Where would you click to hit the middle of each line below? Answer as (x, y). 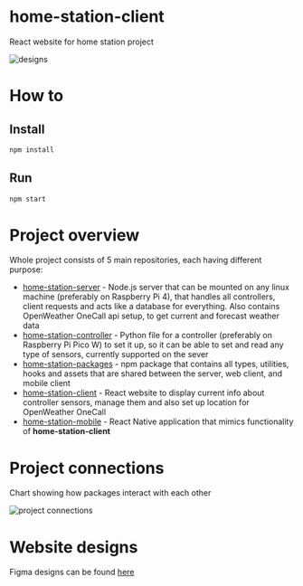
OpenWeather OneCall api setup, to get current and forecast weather (151, 316)
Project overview (75, 235)
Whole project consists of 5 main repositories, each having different (136, 260)
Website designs (74, 547)
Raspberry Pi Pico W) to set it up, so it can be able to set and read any (153, 345)
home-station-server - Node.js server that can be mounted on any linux (156, 288)
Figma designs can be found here (72, 572)
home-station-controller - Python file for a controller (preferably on (147, 336)
